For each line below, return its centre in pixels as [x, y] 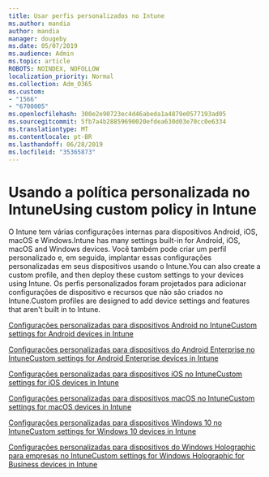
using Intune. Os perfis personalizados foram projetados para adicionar [128, 284]
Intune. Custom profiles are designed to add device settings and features [129, 301]
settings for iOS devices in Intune [64, 383]
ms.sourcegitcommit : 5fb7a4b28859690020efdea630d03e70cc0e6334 [117, 122]
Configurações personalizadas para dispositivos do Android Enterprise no [132, 349]
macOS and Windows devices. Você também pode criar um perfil [117, 249]
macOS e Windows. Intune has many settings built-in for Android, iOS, [124, 241]
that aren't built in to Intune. [55, 310]
